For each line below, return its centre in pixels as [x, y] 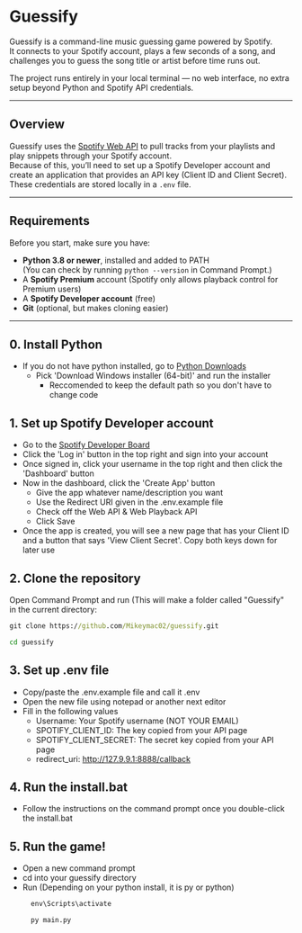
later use [39, 550]
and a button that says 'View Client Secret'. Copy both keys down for [150, 541]
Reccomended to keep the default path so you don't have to [160, 385]
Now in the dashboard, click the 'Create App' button [119, 483]
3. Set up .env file [59, 671]
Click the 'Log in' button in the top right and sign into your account [145, 454]
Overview [37, 125]
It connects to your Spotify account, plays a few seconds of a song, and [142, 50]
